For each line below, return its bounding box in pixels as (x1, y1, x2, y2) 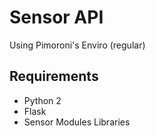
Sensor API (9, 6, 104, 29)
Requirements (9, 68, 99, 85)
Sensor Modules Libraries (23, 116, 131, 128)
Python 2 (23, 94, 62, 106)
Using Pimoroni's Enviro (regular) (9, 39, 146, 51)
